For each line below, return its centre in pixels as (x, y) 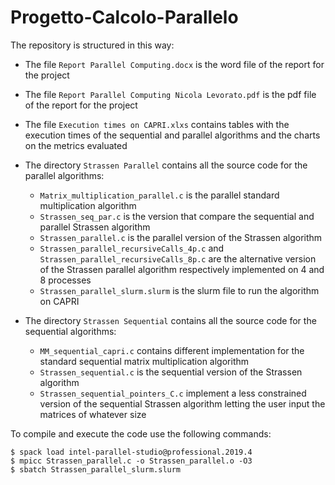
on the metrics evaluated (76, 145)
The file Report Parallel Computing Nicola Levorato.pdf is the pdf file (170, 94)
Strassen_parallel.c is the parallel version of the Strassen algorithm (181, 237)
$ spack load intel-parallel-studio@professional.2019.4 (131, 452)
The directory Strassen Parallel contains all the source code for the (166, 165)
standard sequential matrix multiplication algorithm (144, 361)
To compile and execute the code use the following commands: (141, 433)
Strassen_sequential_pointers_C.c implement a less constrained (173, 393)
